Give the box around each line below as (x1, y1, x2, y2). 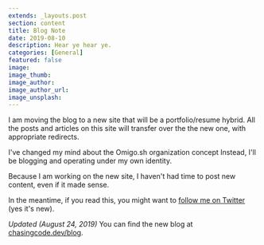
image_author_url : (8, 85, 69, 94)
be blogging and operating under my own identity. (8, 156, 173, 166)
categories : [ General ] (8, 49, 83, 57)
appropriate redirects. (8, 132, 80, 142)
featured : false (8, 57, 62, 65)
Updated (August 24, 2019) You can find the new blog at (8, 219, 193, 229)
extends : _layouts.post (8, 11, 87, 20)
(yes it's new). (8, 204, 55, 214)
